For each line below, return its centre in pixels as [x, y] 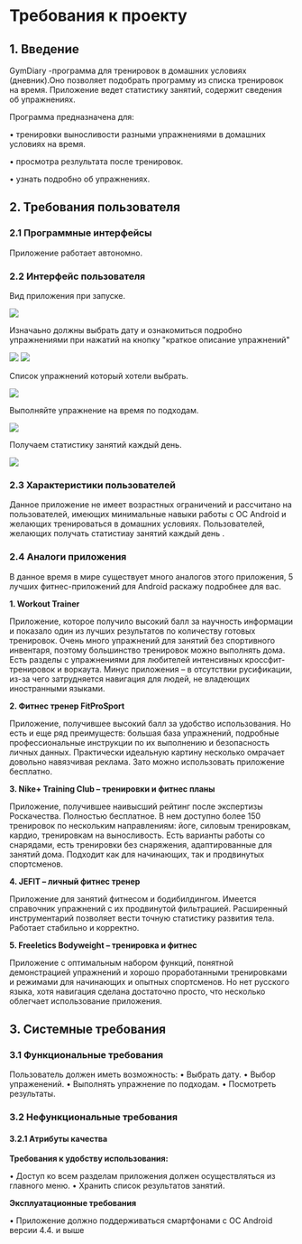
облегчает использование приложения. [86, 1001]
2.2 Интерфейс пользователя [78, 276]
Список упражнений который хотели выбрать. [99, 376]
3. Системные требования [88, 1029]
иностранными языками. [57, 688]
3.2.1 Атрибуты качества [59, 1138]
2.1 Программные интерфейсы [81, 233]
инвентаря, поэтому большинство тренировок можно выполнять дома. [147, 650]
